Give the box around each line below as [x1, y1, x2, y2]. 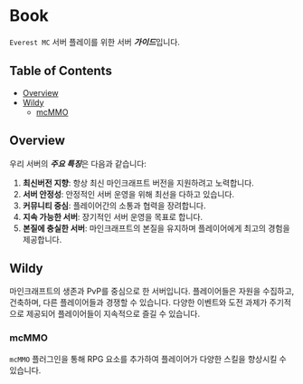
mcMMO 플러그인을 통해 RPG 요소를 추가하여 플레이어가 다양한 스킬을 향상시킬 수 [9, 353, 287, 364]
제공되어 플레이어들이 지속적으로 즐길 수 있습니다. [25, 309, 201, 320]
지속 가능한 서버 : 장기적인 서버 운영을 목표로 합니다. [22, 211, 204, 222]
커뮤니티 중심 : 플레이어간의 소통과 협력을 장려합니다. [22, 200, 206, 211]
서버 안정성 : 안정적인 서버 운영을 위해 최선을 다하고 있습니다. [22, 188, 235, 199]
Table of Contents [9, 63, 113, 79]
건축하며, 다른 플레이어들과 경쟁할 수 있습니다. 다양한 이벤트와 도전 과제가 [9, 297, 268, 308]
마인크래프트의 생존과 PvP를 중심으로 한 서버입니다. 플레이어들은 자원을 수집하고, [9, 286, 295, 297]
